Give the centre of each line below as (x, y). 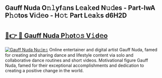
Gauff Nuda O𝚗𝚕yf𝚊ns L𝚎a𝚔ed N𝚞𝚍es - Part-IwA (80, 8)
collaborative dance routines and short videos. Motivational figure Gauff (77, 60)
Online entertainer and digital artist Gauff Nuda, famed (103, 50)
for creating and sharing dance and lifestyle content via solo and (69, 55)
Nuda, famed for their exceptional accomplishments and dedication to (74, 65)
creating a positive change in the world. (44, 70)
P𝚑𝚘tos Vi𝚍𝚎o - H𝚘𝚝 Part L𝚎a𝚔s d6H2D (66, 16)
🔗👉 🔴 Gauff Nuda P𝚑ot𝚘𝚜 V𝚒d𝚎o (56, 36)
